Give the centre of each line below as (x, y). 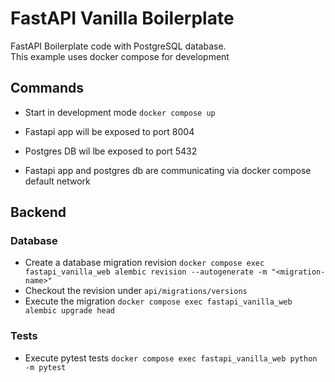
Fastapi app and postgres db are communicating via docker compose (168, 170)
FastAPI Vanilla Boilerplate (122, 18)
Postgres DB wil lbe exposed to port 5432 (111, 151)
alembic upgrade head (69, 311)
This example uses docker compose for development (120, 56)
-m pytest (45, 367)
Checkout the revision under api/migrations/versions (136, 291)
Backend (38, 212)
